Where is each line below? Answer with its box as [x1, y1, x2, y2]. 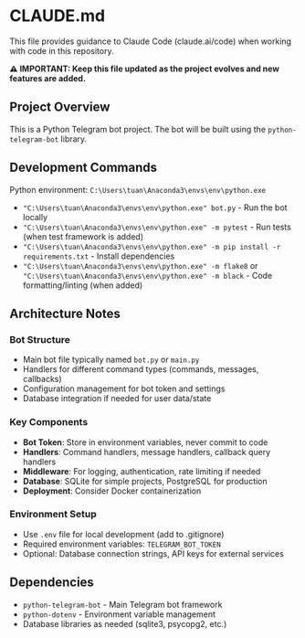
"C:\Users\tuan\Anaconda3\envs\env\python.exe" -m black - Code [22, 270, 273, 281]
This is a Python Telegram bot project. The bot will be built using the [9, 123, 267, 134]
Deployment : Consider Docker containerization [22, 485, 202, 496]
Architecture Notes [9, 305, 121, 321]
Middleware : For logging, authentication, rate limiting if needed [22, 465, 261, 476]
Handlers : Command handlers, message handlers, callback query [22, 446, 271, 457]
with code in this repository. [9, 45, 114, 56]
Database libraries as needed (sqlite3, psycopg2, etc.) [22, 618, 227, 629]
